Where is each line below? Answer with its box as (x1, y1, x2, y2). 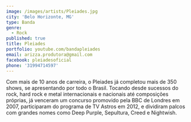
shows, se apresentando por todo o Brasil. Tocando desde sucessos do (6, 85, 179, 92)
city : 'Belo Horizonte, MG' (6, 14, 75, 20)
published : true (6, 35, 46, 41)
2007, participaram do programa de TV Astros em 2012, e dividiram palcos (6, 103, 186, 110)
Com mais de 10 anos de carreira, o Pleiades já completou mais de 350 (6, 78, 177, 85)
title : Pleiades (6, 41, 46, 47)
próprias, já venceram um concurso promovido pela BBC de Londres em (6, 97, 180, 104)
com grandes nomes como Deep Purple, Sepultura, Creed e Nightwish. (6, 109, 177, 116)
